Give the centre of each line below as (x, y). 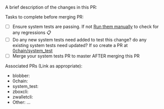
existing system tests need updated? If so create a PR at (70, 45)
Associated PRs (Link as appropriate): (44, 66)
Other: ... (21, 102)
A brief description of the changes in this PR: (51, 7)
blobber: (21, 76)
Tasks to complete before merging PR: (44, 17)
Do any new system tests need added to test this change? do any (80, 40)
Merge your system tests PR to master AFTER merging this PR (76, 56)
